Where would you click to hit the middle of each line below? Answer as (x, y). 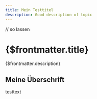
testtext (13, 92)
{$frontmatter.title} (47, 49)
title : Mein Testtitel (29, 10)
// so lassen (18, 29)
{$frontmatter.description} (33, 63)
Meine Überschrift (35, 79)
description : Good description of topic (49, 15)
